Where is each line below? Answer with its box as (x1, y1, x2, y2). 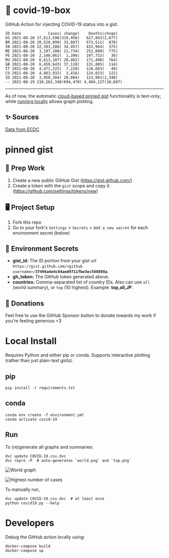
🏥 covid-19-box (5, 5, 71, 16)
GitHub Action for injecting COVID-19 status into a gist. (5, 21, 119, 27)
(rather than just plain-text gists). (5, 358, 73, 364)
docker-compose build (5, 543, 51, 548)
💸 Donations (5, 299, 44, 308)
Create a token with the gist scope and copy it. (12, 182, 111, 188)
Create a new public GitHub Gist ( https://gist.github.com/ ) (12, 177, 132, 183)
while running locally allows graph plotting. (5, 98, 94, 104)
